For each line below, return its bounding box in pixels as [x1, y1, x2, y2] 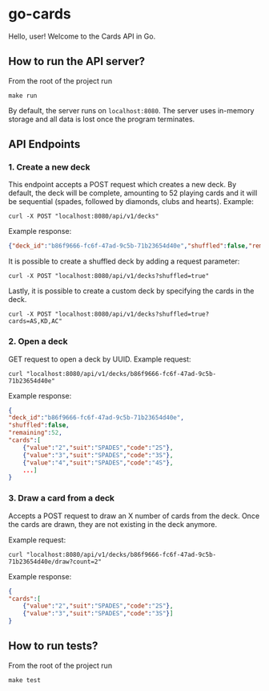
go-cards [8, 5, 72, 23]
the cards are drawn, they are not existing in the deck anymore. [8, 519, 218, 529]
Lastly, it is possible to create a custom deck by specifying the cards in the [8, 286, 255, 296]
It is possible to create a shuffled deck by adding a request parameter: [8, 256, 240, 266]
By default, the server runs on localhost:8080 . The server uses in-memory [8, 105, 255, 115]
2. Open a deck [8, 336, 68, 347]
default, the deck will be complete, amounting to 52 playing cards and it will [8, 188, 258, 198]
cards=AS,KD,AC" [8, 317, 62, 325]
